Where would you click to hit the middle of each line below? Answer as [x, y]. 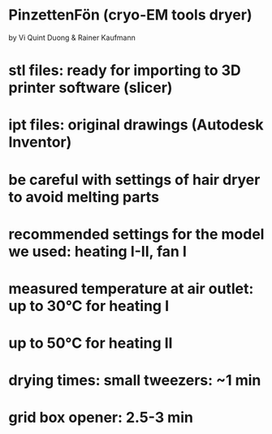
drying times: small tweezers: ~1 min [135, 381]
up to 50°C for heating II [91, 343]
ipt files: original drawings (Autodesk [136, 125]
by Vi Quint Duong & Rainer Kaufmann [72, 37]
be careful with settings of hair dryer [134, 180]
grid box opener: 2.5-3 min [101, 418]
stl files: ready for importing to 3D [125, 70]
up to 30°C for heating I [89, 306]
